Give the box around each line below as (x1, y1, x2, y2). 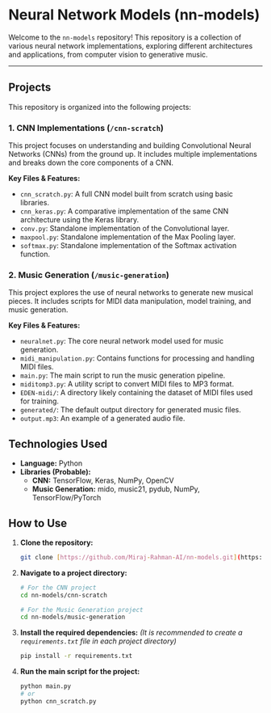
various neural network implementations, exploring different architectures (8, 40, 253, 50)
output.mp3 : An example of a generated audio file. (19, 414, 186, 424)
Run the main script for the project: (19, 667, 140, 677)
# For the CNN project (19, 584, 97, 592)
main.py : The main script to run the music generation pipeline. (19, 370, 226, 381)
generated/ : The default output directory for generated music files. (19, 405, 242, 415)
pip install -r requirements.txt (19, 652, 133, 660)
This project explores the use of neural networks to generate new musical (8, 288, 254, 297)
